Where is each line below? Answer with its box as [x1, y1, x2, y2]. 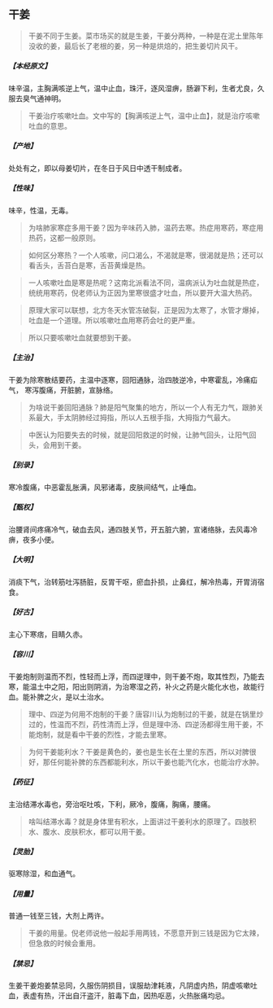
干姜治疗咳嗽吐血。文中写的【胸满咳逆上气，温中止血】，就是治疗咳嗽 [28, 111, 260, 121]
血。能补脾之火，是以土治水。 [8, 691, 108, 702]
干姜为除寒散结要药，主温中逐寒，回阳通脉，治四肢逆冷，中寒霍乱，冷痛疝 [8, 375, 258, 384]
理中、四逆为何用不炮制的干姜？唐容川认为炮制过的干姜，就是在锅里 [28, 709, 257, 719]
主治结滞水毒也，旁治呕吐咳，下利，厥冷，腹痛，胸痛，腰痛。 [8, 799, 215, 809]
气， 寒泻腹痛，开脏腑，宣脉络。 [8, 385, 118, 395]
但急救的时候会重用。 [28, 939, 100, 949]
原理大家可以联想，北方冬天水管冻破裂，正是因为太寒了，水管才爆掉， [28, 305, 264, 315]
